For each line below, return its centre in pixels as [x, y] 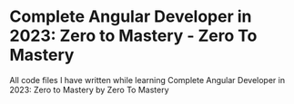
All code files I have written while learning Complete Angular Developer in [147, 80]
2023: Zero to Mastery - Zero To [133, 36]
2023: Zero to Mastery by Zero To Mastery [90, 90]
